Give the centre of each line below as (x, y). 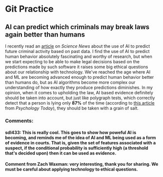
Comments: (19, 121)
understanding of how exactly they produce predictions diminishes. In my (79, 88)
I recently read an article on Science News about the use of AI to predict (78, 46)
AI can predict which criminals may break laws (77, 27)
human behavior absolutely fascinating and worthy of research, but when (79, 56)
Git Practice (29, 9)
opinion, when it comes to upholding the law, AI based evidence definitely (79, 93)
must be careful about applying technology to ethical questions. (71, 169)
